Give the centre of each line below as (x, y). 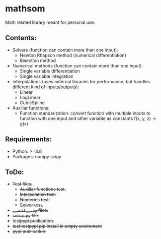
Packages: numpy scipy (37, 156)
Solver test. (32, 205)
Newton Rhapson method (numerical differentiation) (73, 55)
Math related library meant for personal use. (50, 22)
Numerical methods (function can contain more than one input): (78, 65)
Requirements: (29, 139)
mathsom (25, 9)
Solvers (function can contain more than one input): (65, 50)
